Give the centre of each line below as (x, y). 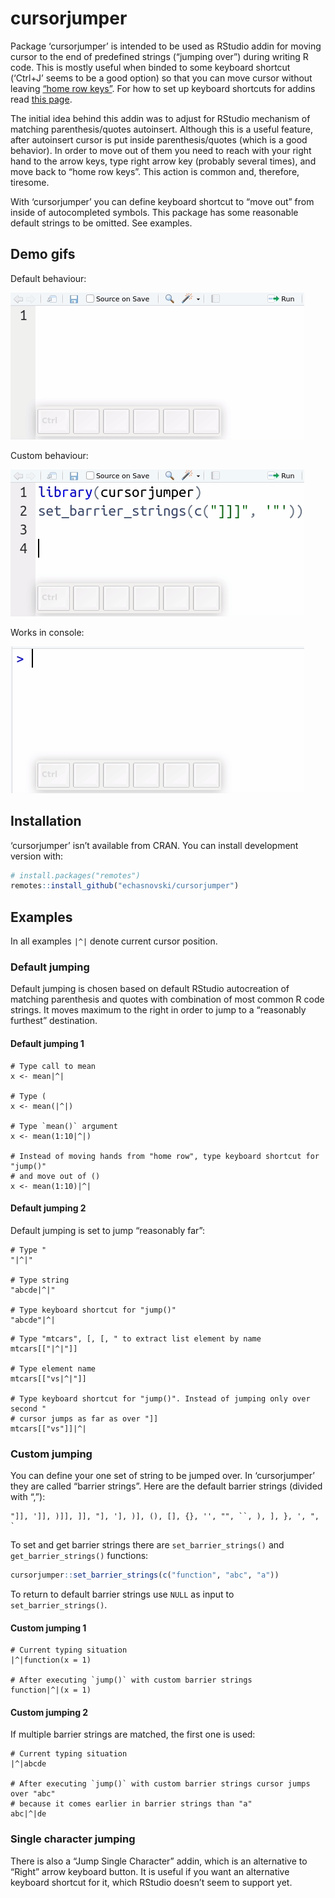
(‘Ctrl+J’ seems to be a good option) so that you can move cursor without (161, 78)
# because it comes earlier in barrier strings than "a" (131, 1804)
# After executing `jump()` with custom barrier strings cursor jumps (160, 1784)
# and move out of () (55, 1176)
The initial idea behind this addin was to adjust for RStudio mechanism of (160, 118)
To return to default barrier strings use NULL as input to (122, 1594)
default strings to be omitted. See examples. (101, 223)
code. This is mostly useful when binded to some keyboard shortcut (150, 67)
